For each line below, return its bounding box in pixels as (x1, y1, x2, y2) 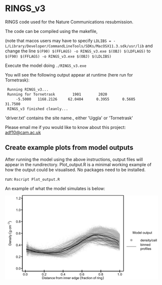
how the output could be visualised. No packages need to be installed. (5, 167, 146, 173)
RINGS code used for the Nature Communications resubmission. (5, 19, 133, 25)
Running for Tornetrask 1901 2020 (7, 92, 108, 97)
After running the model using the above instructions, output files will (5, 156, 143, 162)
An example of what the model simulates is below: (5, 185, 105, 191)
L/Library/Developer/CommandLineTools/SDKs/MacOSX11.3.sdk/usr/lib (5, 44, 145, 48)
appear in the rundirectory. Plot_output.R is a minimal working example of (5, 161, 152, 167)
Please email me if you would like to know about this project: (5, 124, 126, 130)
